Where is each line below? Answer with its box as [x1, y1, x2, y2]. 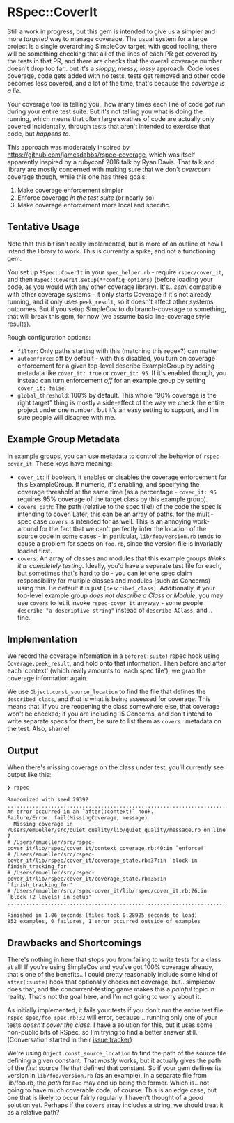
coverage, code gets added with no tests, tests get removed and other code [7, 71, 226, 80]
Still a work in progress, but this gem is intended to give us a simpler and [7, 27, 216, 36]
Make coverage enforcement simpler [17, 186, 123, 194]
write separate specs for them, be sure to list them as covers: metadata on [7, 717, 221, 725]
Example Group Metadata [7, 433, 120, 446]
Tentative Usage [7, 221, 80, 233]
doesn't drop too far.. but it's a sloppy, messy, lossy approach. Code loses [7, 64, 220, 72]
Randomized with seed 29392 [7, 796, 89, 803]
